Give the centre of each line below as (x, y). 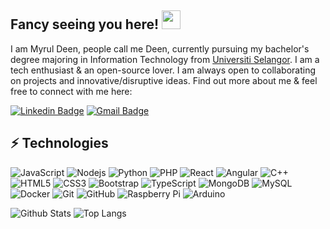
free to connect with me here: (71, 91)
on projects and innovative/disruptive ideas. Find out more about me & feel (164, 80)
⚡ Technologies (59, 143)
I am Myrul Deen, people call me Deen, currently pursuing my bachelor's (160, 48)
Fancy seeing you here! (85, 24)
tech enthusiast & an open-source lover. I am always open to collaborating (163, 70)
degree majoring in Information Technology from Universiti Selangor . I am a (165, 59)
